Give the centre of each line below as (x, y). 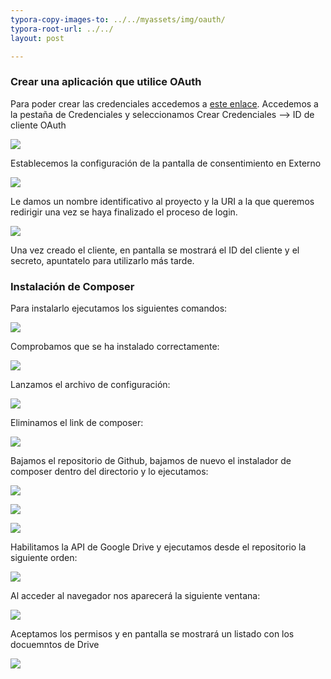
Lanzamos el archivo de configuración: (90, 384)
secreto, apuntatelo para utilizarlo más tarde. (102, 260)
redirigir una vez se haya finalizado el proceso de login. (124, 212)
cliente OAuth (38, 125)
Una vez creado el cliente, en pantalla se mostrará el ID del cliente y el (155, 250)
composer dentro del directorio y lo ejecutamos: (109, 471)
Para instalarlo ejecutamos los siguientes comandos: (119, 308)
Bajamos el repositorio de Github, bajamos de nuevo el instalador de (151, 460)
